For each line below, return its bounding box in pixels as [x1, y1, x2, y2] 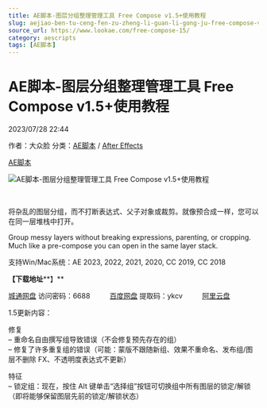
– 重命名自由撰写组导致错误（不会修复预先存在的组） [8, 335, 181, 344]
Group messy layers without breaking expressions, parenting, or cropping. [8, 233, 252, 242]
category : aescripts [8, 33, 77, 42]
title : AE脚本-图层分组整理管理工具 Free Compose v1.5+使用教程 [8, 11, 207, 20]
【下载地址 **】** [8, 275, 65, 284]
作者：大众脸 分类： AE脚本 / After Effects [8, 140, 143, 151]
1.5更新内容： [8, 308, 52, 318]
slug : [8, 19, 26, 27]
